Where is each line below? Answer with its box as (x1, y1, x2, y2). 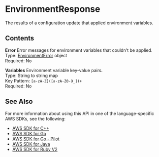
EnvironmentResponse (5, 3, 100, 15)
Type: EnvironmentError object (5, 52, 67, 58)
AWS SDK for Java (12, 141, 50, 147)
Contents (5, 34, 34, 42)
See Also (5, 97, 33, 106)
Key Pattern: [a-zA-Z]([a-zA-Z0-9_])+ (5, 78, 82, 83)
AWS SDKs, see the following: (5, 116, 65, 121)
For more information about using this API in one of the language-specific (5, 110, 154, 117)
